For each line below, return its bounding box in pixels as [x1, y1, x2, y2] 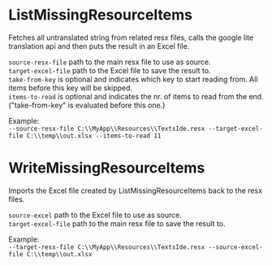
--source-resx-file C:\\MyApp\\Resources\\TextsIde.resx [8, 124, 205, 133]
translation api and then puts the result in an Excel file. [8, 41, 190, 50]
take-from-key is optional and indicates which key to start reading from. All [8, 74, 258, 84]
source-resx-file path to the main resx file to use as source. [8, 57, 211, 67]
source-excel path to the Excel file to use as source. [8, 210, 183, 220]
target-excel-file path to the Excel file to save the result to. [8, 65, 211, 75]
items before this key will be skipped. [8, 83, 132, 93]
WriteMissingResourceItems [8, 159, 205, 177]
